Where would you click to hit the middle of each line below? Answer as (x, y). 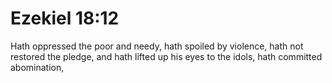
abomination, (37, 67)
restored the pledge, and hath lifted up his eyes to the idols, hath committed (166, 56)
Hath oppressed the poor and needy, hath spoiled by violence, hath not (157, 46)
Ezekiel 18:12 (65, 18)
